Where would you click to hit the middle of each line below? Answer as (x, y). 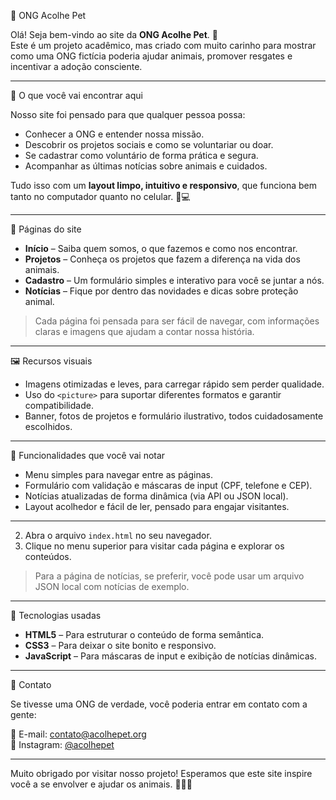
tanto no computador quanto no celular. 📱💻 (100, 196)
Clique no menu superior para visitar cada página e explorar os (154, 546)
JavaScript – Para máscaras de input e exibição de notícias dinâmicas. (170, 656)
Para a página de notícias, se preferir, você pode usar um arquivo (169, 576)
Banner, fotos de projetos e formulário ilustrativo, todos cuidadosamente (174, 416)
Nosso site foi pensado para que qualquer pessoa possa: (128, 114)
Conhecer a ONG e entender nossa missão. (114, 134)
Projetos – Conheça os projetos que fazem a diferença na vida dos (162, 259)
